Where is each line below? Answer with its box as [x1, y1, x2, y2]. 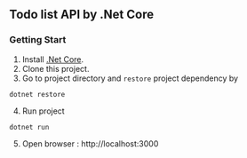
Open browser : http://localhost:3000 [21, 138, 159, 149]
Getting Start [9, 34, 67, 46]
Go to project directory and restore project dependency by [21, 73, 238, 83]
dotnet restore [9, 90, 66, 99]
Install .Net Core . [21, 53, 84, 65]
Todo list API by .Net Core [9, 7, 154, 22]
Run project [21, 106, 65, 116]
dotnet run [9, 122, 50, 131]
